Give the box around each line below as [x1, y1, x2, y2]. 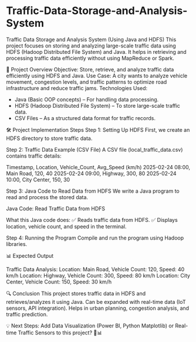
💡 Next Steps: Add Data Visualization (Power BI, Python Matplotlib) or [6, 322, 174, 329]
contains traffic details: [6, 152, 62, 159]
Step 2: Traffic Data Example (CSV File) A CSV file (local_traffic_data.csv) [6, 146, 183, 153]
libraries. [6, 240, 28, 247]
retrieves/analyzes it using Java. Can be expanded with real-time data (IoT [6, 298, 186, 305]
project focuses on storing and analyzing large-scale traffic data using [6, 42, 176, 49]
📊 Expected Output [6, 252, 54, 259]
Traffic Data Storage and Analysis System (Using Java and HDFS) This [6, 36, 177, 43]
